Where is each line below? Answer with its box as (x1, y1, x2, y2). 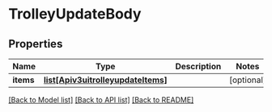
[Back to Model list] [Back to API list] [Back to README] (8, 95, 194, 105)
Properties (8, 37, 63, 51)
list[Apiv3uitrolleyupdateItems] (43, 74, 168, 85)
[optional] (229, 74, 267, 85)
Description (175, 61, 222, 72)
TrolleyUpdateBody (8, 5, 142, 23)
